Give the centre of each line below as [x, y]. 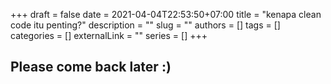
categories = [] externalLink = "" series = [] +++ [109, 35]
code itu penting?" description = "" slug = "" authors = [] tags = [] [145, 25]
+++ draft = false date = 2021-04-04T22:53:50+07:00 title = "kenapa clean [166, 14]
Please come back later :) [91, 67]
